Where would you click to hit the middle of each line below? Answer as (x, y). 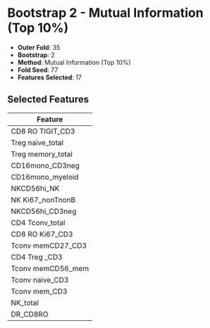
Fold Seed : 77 (38, 70)
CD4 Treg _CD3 (37, 257)
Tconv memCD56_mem (50, 268)
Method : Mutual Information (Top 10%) (74, 62)
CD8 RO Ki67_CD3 (42, 234)
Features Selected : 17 (50, 77)
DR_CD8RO (30, 314)
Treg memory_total (42, 154)
